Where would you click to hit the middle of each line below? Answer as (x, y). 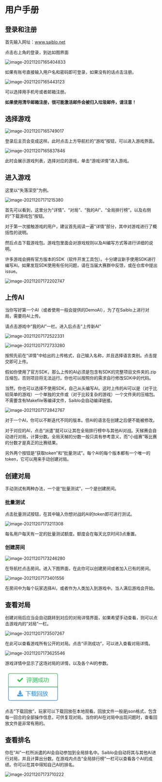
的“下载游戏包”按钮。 (26, 216)
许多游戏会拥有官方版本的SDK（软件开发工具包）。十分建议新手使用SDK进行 (80, 259)
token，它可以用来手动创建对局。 (38, 459)
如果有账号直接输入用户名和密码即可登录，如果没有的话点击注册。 (71, 72)
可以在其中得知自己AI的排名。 (47, 765)
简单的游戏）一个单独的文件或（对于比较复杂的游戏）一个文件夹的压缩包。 (83, 395)
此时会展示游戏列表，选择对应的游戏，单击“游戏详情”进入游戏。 (68, 160)
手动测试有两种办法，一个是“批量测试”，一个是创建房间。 (62, 488)
